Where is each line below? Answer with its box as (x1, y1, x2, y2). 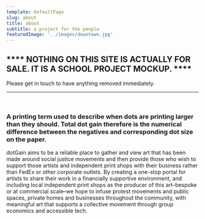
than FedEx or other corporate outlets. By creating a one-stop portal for (6, 169, 186, 176)
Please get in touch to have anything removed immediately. (6, 80, 155, 87)
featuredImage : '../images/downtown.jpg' (6, 32, 113, 38)
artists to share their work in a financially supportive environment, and (6, 175, 182, 182)
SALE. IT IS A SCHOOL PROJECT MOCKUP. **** (6, 63, 192, 74)
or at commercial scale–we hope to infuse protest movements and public (6, 188, 189, 195)
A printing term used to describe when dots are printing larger (6, 112, 194, 120)
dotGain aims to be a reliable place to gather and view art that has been (6, 149, 186, 156)
